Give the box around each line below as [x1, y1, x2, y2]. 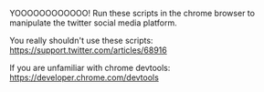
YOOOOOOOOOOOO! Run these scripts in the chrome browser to [9, 8, 256, 18]
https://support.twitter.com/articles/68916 [9, 45, 167, 56]
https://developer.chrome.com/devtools [9, 72, 160, 83]
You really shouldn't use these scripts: [9, 36, 153, 46]
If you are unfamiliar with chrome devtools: [9, 63, 171, 73]
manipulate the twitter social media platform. [9, 17, 177, 28]
